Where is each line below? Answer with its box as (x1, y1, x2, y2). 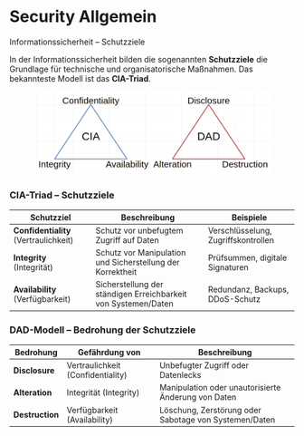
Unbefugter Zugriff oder (159, 360, 249, 371)
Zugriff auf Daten (95, 234, 160, 246)
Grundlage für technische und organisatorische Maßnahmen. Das (9, 63, 253, 74)
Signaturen (207, 261, 249, 273)
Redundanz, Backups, (207, 284, 290, 295)
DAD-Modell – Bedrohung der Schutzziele (9, 324, 196, 336)
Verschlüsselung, (207, 225, 273, 236)
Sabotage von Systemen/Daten (159, 414, 276, 425)
